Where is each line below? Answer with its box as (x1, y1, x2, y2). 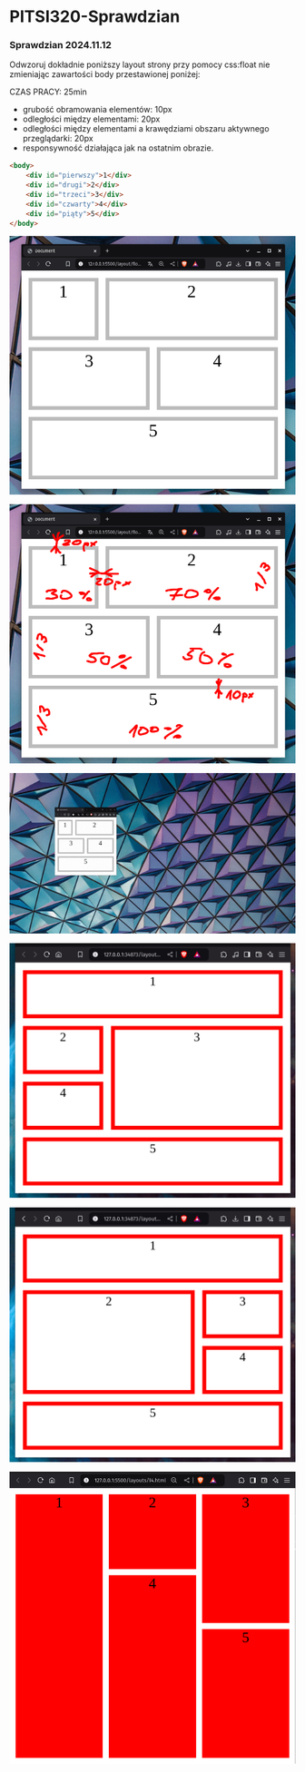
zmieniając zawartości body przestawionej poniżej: (9, 69, 201, 80)
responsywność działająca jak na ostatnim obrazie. (22, 142, 214, 153)
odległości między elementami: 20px (22, 113, 161, 124)
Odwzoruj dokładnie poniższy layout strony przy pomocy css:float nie (9, 59, 271, 70)
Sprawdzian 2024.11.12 (9, 39, 112, 52)
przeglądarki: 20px (22, 133, 93, 144)
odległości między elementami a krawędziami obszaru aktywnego (22, 123, 270, 134)
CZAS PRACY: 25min (9, 86, 88, 97)
